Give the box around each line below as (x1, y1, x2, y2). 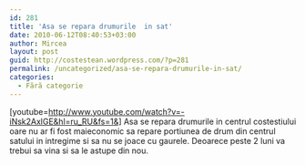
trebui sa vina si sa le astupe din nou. (9, 145, 148, 156)
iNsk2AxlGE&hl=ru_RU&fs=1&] (9, 116, 122, 127)
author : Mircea (9, 38, 67, 48)
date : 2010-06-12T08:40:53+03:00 (9, 30, 137, 39)
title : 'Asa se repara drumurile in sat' (9, 22, 173, 31)
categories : (9, 73, 55, 82)
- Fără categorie (17, 81, 84, 90)
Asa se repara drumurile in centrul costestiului (123, 116, 297, 127)
